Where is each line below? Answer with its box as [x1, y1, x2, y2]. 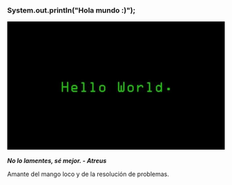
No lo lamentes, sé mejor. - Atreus [7, 157, 107, 165]
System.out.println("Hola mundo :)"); [7, 6, 136, 15]
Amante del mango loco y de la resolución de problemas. [7, 170, 169, 178]
